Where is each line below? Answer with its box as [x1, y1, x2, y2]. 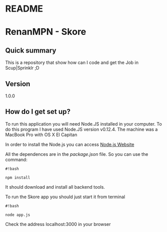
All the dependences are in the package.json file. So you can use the [5, 151, 148, 157]
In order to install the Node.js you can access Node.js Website [5, 141, 135, 147]
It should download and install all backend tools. [5, 184, 105, 190]
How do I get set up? [5, 107, 71, 116]
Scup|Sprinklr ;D [5, 65, 39, 71]
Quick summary [5, 46, 57, 54]
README [5, 3, 43, 15]
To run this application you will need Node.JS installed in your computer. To [5, 121, 162, 127]
